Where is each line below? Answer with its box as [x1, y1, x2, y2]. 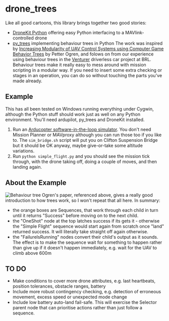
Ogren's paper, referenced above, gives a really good [42, 192, 153, 198]
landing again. [12, 164, 42, 170]
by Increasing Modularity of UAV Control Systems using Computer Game [12, 45, 164, 51]
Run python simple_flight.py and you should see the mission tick [12, 153, 150, 159]
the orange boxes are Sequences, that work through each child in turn [12, 207, 159, 213]
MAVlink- [125, 29, 145, 35]
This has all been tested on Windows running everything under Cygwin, [5, 105, 154, 112]
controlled [12, 35, 34, 41]
